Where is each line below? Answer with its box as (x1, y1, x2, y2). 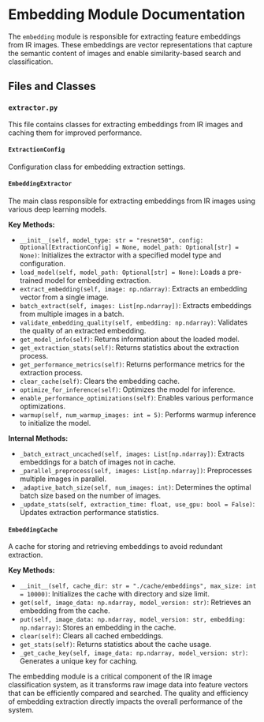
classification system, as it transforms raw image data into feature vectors (8, 680, 248, 690)
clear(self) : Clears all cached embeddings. (19, 631, 164, 641)
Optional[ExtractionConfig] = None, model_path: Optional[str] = (19, 243, 239, 252)
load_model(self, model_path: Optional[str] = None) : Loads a (19, 267, 226, 277)
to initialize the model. (19, 419, 91, 428)
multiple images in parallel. (19, 474, 107, 483)
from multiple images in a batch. (19, 310, 125, 319)
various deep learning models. (8, 205, 107, 214)
